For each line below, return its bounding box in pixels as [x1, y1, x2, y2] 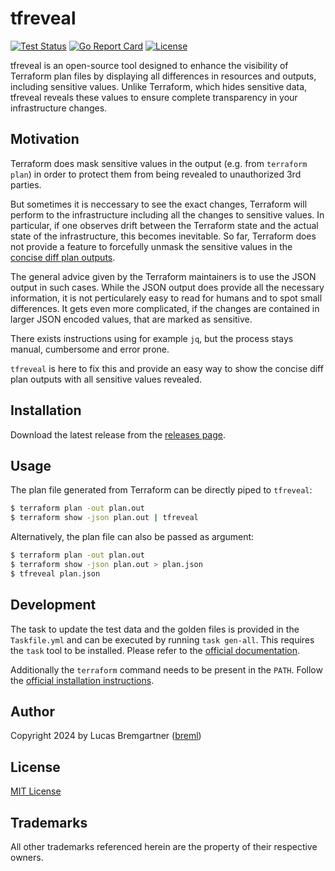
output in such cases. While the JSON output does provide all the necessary [10, 281, 325, 293]
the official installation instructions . [10, 674, 155, 686]
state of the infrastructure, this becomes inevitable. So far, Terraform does [10, 230, 317, 242]
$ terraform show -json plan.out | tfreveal [10, 513, 199, 523]
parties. [10, 178, 42, 191]
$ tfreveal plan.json [10, 568, 101, 579]
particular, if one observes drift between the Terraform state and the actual [10, 219, 319, 231]
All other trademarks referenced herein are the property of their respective [10, 841, 318, 852]
